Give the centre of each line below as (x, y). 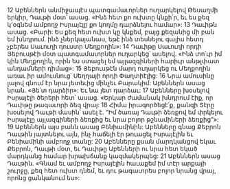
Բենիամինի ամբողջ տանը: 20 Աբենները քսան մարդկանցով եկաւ (112, 141)
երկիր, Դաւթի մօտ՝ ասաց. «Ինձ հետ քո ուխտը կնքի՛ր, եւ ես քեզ (108, 17)
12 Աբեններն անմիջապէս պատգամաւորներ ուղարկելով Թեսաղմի (113, 10)
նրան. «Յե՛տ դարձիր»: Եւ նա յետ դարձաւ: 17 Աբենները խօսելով (108, 90)
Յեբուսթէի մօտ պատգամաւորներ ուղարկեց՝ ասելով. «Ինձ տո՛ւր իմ (115, 54)
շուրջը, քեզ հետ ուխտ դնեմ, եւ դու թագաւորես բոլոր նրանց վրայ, (112, 170)
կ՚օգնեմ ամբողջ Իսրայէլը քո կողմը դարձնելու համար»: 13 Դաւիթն (112, 24)
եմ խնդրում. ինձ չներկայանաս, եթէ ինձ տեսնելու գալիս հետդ (105, 39)
